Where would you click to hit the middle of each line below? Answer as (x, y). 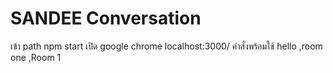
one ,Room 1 (36, 57)
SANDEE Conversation (106, 18)
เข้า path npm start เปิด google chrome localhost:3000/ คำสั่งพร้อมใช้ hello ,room (166, 46)
